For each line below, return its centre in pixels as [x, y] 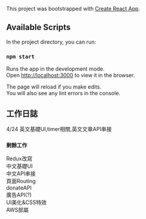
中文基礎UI [19, 166]
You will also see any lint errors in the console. [63, 93]
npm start [20, 57]
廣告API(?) [19, 195]
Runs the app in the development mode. [55, 69]
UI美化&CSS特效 [26, 202]
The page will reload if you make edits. [54, 87]
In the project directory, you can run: [51, 42]
